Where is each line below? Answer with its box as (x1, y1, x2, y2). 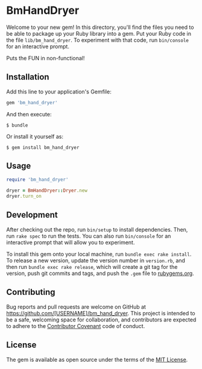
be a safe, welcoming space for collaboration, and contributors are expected (6, 316, 197, 323)
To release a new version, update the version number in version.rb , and (6, 257, 186, 264)
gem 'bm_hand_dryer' (6, 99, 58, 106)
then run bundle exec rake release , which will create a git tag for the (6, 263, 178, 270)
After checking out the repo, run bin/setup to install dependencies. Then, (6, 225, 188, 233)
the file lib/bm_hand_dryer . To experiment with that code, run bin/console (6, 36, 189, 43)
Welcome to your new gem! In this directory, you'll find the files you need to (6, 24, 194, 31)
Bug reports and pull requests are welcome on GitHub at (6, 303, 147, 311)
